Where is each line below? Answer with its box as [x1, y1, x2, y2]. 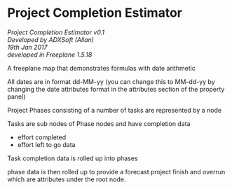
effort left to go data [17, 140, 76, 148]
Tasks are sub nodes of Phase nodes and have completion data [7, 119, 191, 127]
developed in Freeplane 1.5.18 [7, 50, 93, 59]
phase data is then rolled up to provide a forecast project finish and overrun [7, 167, 226, 176]
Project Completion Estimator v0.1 [7, 28, 105, 36]
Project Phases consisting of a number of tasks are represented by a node [7, 106, 222, 114]
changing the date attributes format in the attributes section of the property [7, 85, 225, 93]
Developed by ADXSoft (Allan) [7, 35, 95, 43]
